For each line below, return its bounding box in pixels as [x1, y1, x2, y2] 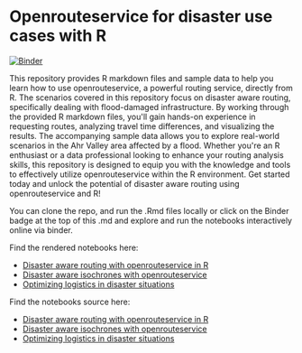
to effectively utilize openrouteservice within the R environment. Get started [9, 169, 290, 180]
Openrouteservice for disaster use [9, 6, 273, 27]
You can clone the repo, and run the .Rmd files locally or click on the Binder [9, 205, 289, 216]
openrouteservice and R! [9, 188, 101, 199]
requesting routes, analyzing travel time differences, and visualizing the [9, 120, 275, 132]
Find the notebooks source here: [9, 296, 131, 307]
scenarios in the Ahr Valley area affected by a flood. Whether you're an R [9, 140, 280, 151]
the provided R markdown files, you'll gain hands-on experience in [9, 111, 256, 122]
